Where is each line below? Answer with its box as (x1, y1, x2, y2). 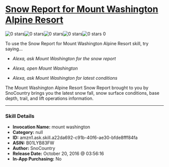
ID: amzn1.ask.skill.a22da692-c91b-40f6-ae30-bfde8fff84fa (12, 134, 138, 141)
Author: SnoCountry (12, 145, 55, 151)
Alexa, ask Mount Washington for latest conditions (12, 75, 118, 81)
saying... (5, 46, 23, 52)
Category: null (12, 129, 43, 135)
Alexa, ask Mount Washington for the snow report (12, 55, 116, 61)
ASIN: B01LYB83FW (12, 140, 54, 146)
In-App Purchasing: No (12, 156, 62, 162)
